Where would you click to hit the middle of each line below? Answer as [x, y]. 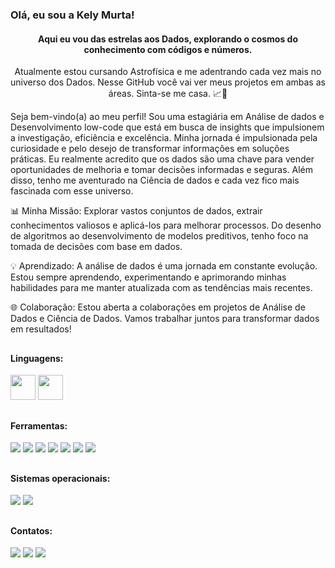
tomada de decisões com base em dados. [96, 247]
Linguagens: [37, 358]
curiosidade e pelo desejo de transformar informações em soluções [150, 149]
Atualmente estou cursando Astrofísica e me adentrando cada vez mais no [168, 72]
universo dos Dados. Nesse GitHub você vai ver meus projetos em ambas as [168, 82]
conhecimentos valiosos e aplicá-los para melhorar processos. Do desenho [166, 225]
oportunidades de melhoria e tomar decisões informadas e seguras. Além [161, 170]
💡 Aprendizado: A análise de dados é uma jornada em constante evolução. [164, 266]
